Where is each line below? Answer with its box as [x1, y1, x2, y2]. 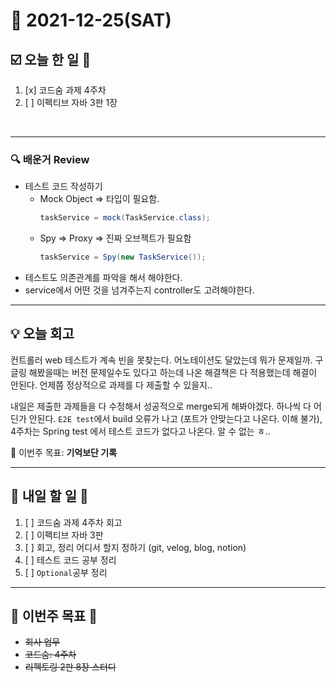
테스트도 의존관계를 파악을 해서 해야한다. [24, 272, 183, 284]
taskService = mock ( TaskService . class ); [39, 213, 211, 223]
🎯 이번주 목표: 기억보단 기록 [10, 446, 118, 458]
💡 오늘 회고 [10, 325, 75, 343]
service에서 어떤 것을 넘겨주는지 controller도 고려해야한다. [24, 284, 255, 296]
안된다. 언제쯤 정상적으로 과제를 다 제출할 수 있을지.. [10, 379, 213, 391]
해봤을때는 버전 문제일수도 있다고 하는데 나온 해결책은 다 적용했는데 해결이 [28, 366, 318, 378]
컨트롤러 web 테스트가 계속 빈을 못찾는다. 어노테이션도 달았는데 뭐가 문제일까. [10, 354, 313, 366]
